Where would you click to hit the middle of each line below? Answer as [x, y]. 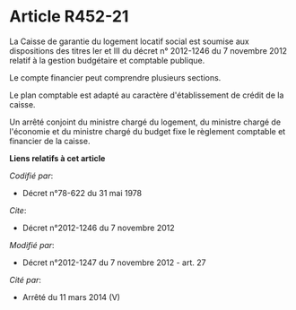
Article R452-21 [69, 17]
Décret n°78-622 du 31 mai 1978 [82, 193]
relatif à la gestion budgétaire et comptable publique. [107, 60]
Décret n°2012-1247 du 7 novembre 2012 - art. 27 [114, 263]
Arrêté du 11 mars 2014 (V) [71, 297]
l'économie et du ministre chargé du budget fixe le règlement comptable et [148, 131]
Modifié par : [32, 245]
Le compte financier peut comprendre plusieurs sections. [115, 77]
